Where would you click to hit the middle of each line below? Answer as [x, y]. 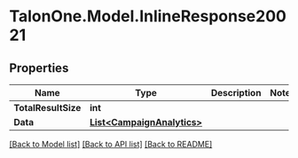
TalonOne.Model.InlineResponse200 [148, 16]
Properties [39, 68]
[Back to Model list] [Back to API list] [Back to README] [111, 144]
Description [236, 93]
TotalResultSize [47, 108]
